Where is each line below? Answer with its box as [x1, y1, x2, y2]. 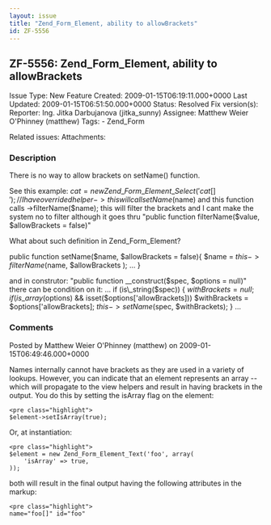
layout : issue [9, 11, 57, 20]
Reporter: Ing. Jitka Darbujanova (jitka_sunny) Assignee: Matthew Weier [9, 108, 249, 118]
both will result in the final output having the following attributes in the [9, 478, 242, 488]
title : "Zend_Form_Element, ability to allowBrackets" [9, 19, 198, 27]
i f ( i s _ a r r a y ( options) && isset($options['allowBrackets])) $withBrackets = [9, 293, 249, 303]
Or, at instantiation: [9, 427, 72, 437]
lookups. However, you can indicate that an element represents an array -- [9, 373, 258, 383]
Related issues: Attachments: [9, 132, 106, 142]
